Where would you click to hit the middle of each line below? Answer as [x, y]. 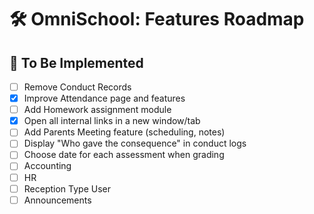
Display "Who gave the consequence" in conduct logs [135, 143]
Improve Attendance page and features [104, 98]
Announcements [57, 200]
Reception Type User [67, 188]
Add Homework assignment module [97, 110]
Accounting [47, 166]
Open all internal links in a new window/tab [112, 121]
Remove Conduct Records [77, 87]
